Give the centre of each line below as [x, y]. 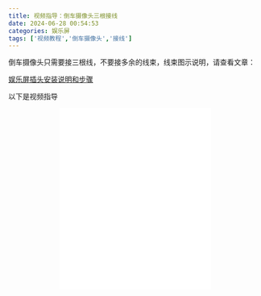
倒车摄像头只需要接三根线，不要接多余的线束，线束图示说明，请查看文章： [132, 62]
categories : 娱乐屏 [39, 31]
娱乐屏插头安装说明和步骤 [51, 79]
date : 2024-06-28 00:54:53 [54, 23]
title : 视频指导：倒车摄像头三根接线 [63, 16]
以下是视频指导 [33, 97]
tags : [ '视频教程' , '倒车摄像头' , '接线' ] [70, 38]
